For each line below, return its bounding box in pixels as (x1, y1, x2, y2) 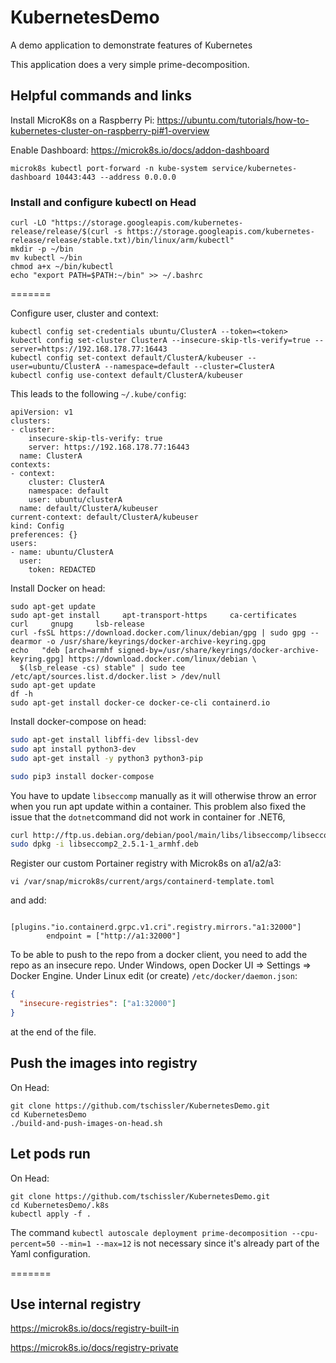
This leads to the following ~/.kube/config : (10, 388, 187, 400)
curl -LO (10, 218, 47, 228)
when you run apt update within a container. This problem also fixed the (10, 800, 307, 812)
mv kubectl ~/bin (10, 253, 83, 263)
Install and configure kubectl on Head (10, 195, 197, 209)
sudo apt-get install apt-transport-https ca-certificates (10, 611, 298, 621)
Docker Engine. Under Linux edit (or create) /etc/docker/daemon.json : (10, 970, 298, 982)
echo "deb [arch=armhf (10, 646, 114, 656)
